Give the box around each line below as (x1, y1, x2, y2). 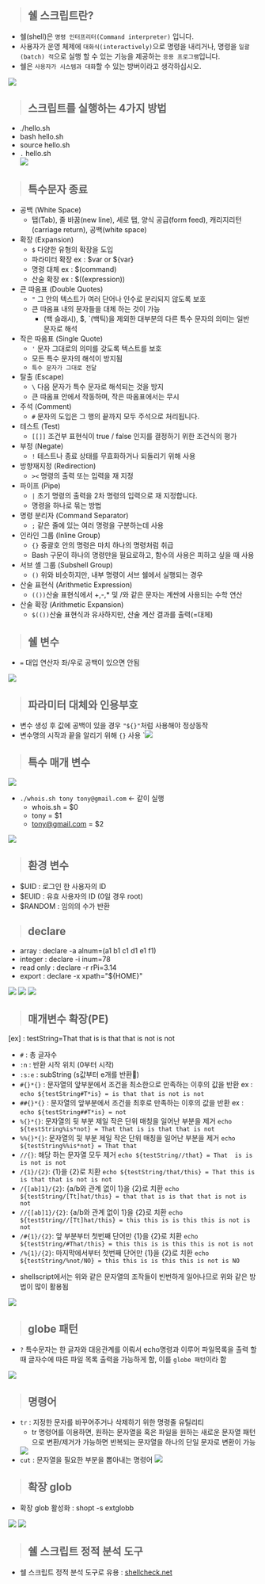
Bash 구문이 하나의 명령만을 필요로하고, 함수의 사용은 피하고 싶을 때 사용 (31, 551, 255, 560)
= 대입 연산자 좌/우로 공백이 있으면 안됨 (19, 658, 140, 667)
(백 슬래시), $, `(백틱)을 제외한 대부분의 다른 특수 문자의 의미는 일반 (43, 314, 250, 324)
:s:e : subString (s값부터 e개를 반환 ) (19, 1070, 140, 1079)
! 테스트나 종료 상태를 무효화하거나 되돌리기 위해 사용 (31, 452, 196, 461)
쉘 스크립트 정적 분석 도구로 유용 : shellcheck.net (19, 1567, 172, 1577)
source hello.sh (19, 139, 70, 150)
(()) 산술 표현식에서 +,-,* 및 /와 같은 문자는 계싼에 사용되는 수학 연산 (31, 590, 243, 600)
